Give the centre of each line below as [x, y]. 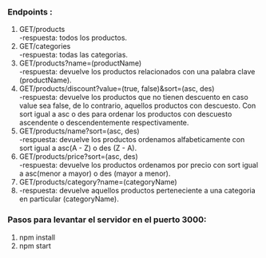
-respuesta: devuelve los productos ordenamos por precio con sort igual [139, 165]
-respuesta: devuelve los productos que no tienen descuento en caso [133, 97]
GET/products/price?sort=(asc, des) [79, 157]
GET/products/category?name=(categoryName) [98, 182]
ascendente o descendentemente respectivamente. [104, 123]
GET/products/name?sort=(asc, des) [79, 131]
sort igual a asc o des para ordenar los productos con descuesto [125, 114]
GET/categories [45, 46]
